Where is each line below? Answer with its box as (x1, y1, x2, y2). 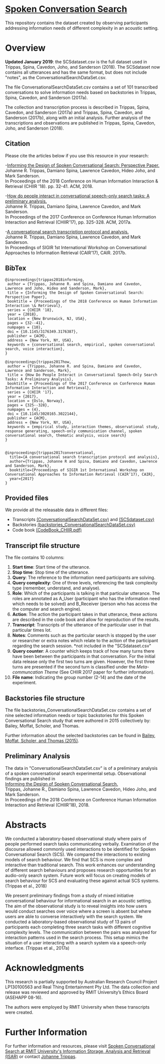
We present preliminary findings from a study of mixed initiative (5, 892, 134, 898)
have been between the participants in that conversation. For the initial (12, 654, 156, 660)
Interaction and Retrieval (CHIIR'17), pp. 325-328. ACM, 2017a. (5, 219, 132, 225)
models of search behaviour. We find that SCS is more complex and (5, 856, 142, 862)
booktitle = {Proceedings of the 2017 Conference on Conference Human (7, 381, 155, 386)
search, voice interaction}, (5, 346, 65, 352)
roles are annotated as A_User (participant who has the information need (12, 596, 160, 602)
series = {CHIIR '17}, (7, 390, 54, 395)
